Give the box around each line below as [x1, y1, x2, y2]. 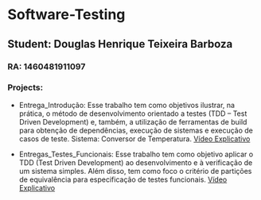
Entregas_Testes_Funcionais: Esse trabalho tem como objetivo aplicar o [18, 149, 254, 159]
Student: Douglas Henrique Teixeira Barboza [7, 37, 233, 51]
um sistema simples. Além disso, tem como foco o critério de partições [18, 166, 252, 175]
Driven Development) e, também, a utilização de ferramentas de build [18, 117, 247, 126]
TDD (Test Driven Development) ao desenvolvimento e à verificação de [18, 157, 253, 167]
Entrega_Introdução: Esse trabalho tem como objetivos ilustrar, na [18, 100, 236, 110]
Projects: [7, 82, 44, 93]
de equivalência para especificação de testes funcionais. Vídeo [18, 175, 228, 184]
